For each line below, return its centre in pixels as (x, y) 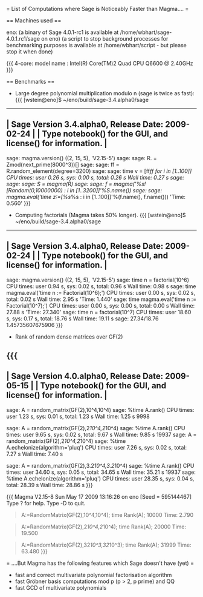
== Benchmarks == (31, 82)
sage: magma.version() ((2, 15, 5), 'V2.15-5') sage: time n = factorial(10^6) (98, 280)
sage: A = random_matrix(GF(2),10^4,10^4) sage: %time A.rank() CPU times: (100, 410)
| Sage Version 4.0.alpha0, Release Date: (85, 376)
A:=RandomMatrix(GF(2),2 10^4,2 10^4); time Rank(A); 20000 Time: (103, 527)
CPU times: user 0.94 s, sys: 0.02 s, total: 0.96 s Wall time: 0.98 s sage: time (101, 286)
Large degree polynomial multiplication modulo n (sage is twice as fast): (105, 93)
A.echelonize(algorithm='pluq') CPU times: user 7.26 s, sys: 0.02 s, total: (97, 447)
